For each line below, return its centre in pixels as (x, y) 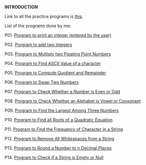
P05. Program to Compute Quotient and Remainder (55, 73)
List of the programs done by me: (38, 26)
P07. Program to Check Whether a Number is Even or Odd (62, 91)
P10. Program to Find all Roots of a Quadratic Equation (59, 120)
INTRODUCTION (21, 7)
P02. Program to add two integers (38, 45)
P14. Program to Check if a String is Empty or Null (54, 157)
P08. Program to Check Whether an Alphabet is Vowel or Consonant (73, 101)
